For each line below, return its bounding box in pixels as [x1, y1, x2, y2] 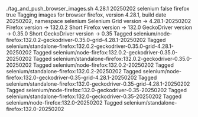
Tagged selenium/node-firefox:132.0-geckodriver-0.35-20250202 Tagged [6, 87, 187, 93]
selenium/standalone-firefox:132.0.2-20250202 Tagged [6, 68, 142, 74]
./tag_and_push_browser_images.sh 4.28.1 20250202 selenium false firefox [6, 5, 190, 12]
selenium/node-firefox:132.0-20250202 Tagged [6, 99, 123, 106]
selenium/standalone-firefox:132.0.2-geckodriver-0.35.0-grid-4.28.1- [6, 43, 174, 50]
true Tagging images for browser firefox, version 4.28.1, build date [6, 11, 167, 18]
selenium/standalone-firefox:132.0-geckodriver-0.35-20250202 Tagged [6, 93, 182, 100]
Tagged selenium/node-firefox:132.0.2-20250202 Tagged [33, 61, 174, 69]
